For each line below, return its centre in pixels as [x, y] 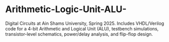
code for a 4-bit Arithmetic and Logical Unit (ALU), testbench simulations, [82, 28]
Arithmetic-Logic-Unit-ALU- [66, 9]
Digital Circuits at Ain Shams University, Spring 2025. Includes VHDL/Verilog [85, 23]
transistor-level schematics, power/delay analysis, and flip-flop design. [79, 34]
